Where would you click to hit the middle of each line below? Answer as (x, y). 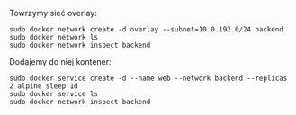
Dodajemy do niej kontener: (60, 62)
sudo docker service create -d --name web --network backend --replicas (148, 78)
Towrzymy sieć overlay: (53, 13)
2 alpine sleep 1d (44, 86)
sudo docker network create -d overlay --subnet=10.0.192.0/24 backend (146, 30)
